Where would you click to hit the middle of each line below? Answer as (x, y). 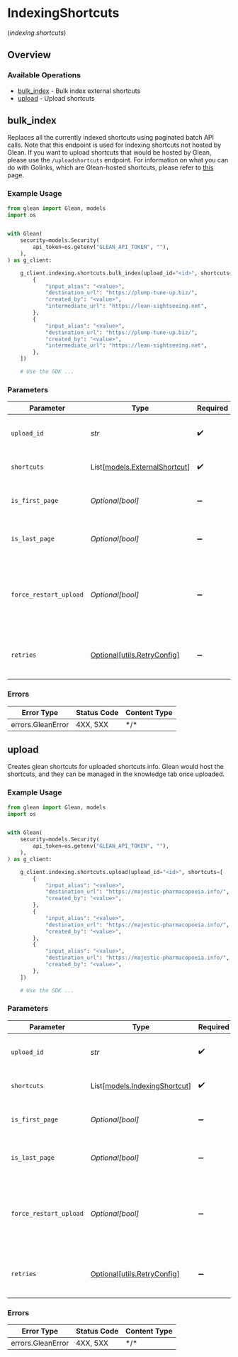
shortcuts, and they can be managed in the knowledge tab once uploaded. (116, 774)
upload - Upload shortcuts (56, 98)
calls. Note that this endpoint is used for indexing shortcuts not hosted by (114, 145)
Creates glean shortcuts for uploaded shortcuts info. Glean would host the (116, 767)
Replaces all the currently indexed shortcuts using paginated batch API (111, 138)
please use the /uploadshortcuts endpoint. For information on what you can (118, 160)
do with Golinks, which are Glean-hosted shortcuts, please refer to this (110, 167)
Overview (29, 55)
